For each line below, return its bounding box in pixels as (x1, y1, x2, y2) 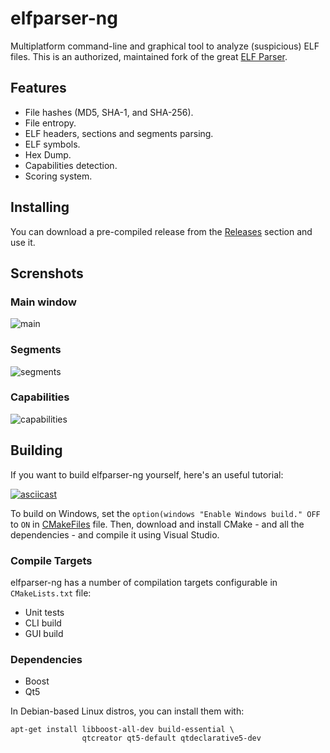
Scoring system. (24, 170, 93, 182)
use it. (10, 236, 36, 248)
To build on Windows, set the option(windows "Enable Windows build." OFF (10, 507, 321, 519)
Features (10, 80, 67, 97)
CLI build (24, 617, 62, 629)
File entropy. (24, 117, 77, 129)
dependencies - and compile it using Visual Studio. (10, 528, 220, 541)
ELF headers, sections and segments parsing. (24, 127, 214, 139)
